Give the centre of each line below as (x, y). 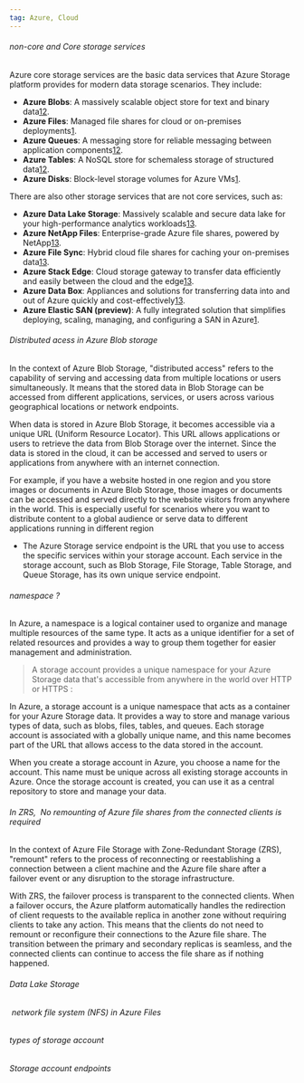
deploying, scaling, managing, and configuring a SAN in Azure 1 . (141, 319)
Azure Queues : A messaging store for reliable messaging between (147, 140)
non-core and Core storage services (78, 47)
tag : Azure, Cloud (44, 18)
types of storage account (57, 1040)
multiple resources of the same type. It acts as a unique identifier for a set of (152, 633)
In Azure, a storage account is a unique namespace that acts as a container (150, 707)
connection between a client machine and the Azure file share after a (138, 869)
